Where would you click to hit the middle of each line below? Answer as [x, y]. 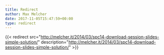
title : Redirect [22, 9]
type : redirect [21, 23]
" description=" [53, 42]
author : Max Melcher [26, 14]
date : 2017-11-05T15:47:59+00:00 [39, 18]
